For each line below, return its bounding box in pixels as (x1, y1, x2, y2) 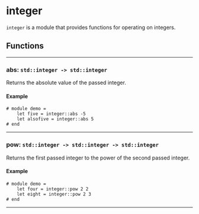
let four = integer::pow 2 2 (17, 186, 89, 192)
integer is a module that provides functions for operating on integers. (6, 24, 176, 31)
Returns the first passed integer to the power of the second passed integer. (6, 154, 190, 161)
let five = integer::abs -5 (17, 111, 86, 117)
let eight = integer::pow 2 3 (17, 191, 92, 197)
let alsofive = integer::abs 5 (17, 116, 94, 122)
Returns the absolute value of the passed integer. (6, 79, 126, 87)
